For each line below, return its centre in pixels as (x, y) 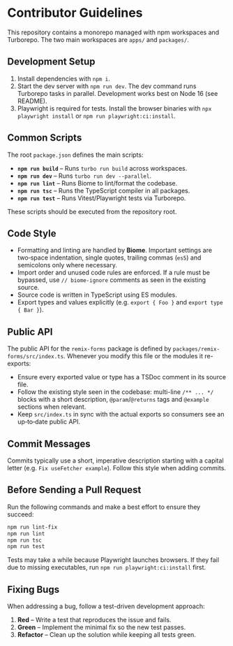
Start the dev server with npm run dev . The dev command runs (107, 86)
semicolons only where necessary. (67, 265)
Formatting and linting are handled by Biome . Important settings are (115, 251)
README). (32, 101)
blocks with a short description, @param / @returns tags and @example (113, 400)
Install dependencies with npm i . (63, 78)
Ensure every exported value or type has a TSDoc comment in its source (122, 377)
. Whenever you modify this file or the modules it (133, 356)
